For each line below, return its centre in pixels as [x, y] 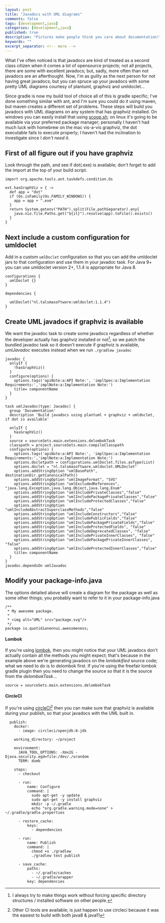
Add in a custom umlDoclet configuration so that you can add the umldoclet [81, 257]
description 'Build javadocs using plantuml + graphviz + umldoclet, [82, 415]
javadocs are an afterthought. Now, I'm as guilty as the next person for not [80, 76]
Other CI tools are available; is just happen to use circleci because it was [85, 910]
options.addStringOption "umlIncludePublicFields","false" [76, 518]
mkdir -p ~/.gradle [51, 804]
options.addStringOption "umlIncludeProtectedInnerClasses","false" [85, 548]
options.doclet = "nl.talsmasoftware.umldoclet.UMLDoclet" [76, 466]
